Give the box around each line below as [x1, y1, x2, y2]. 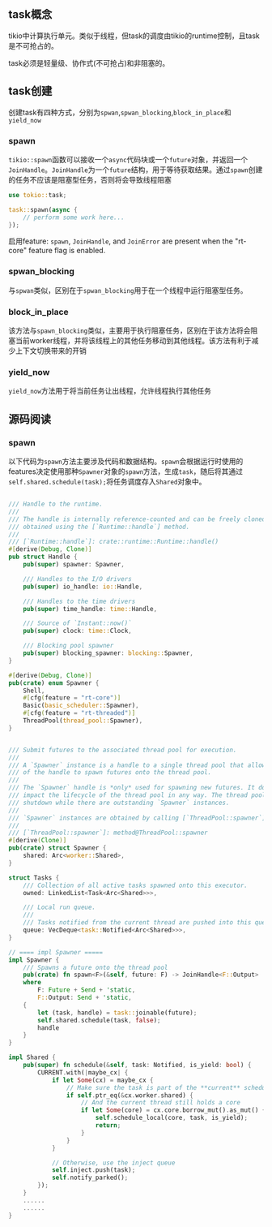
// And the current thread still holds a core [80, 1099, 241, 1107]
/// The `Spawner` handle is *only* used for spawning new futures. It [8, 784, 255, 792]
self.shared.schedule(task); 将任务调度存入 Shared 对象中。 [8, 477, 206, 486]
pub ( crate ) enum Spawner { [8, 678, 100, 687]
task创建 [8, 84, 53, 98]
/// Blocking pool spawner [23, 642, 114, 650]
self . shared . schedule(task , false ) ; [37, 1016, 161, 1024]
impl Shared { [8, 1053, 57, 1061]
